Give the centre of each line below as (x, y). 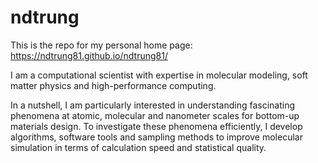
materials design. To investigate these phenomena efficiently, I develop (156, 126)
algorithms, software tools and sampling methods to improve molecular (156, 137)
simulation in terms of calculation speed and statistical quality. (138, 147)
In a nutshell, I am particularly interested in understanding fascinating (153, 105)
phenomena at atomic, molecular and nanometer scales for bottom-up (155, 115)
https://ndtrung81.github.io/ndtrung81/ (89, 55)
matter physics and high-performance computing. (113, 85)
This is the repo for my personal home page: (101, 45)
